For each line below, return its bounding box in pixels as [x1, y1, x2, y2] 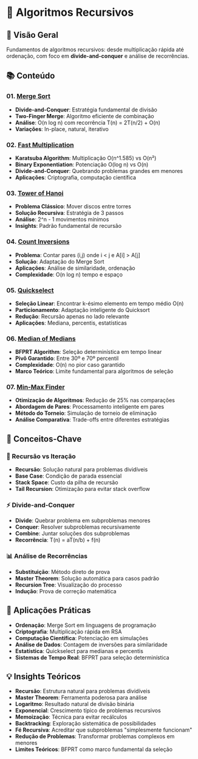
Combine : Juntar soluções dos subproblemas [15, 530, 130, 537]
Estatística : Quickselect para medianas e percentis [15, 647, 144, 654]
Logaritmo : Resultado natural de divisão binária [15, 701, 135, 708]
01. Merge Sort [6, 92, 50, 101]
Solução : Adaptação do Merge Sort [15, 258, 104, 265]
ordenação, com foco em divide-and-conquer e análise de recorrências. [6, 52, 189, 60]
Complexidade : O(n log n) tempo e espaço [15, 270, 123, 278]
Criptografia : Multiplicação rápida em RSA [15, 627, 122, 635]
